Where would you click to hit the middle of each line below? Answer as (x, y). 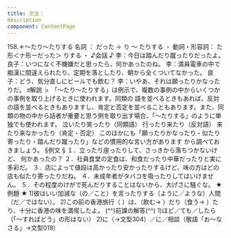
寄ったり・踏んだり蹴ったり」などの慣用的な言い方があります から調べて (110, 141)
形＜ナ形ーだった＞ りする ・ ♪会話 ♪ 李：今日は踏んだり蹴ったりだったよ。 (116, 55)
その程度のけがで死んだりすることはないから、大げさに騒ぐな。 (123, 185)
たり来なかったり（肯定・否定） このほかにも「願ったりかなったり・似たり (114, 133)
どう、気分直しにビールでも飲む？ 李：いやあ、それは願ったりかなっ (117, 81)
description (24, 20)
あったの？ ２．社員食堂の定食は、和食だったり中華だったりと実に (127, 159)
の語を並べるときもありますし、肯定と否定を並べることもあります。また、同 (115, 107)
